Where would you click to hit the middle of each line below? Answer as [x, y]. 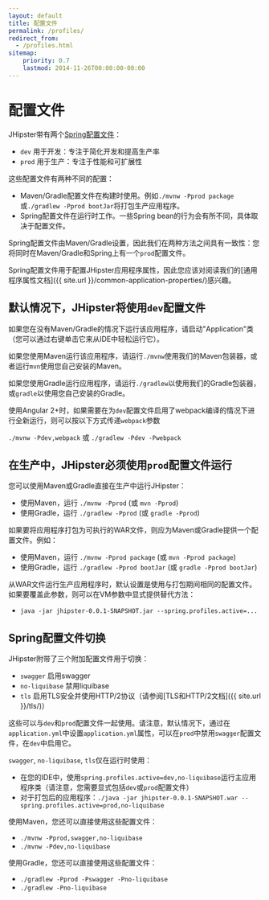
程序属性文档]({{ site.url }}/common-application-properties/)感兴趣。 [122, 280]
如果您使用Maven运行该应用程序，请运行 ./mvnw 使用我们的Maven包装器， [129, 355]
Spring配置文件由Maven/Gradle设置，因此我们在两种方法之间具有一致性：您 [134, 243]
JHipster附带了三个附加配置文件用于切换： [79, 659]
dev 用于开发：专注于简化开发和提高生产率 [90, 151]
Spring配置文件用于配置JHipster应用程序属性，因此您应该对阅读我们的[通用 [133, 269]
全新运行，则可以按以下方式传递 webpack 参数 [88, 420]
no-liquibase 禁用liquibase [65, 686]
